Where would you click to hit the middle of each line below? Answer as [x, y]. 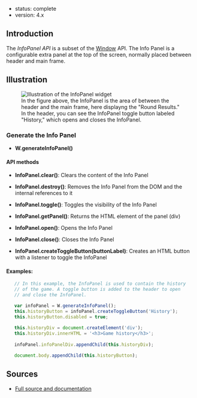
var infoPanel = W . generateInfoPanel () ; [65, 306]
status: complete [36, 9]
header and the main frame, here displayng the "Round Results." [100, 107]
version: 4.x [29, 15]
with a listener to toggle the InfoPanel [61, 257]
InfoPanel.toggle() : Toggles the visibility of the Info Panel [86, 205]
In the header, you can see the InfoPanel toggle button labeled [98, 113]
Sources [22, 374]
